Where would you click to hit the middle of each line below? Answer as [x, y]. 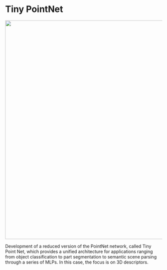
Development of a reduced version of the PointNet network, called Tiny [78, 246]
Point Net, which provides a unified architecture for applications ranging [79, 251]
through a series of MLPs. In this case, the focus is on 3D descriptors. [77, 262]
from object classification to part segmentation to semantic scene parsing [81, 256]
